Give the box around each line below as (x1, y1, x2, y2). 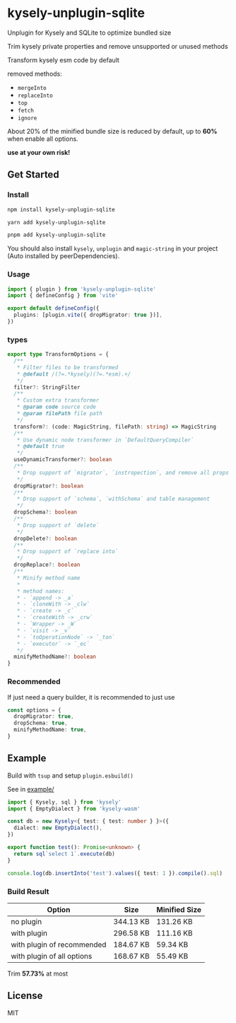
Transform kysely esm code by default (7, 55, 120, 64)
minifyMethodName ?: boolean (13, 653, 97, 661)
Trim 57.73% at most (7, 969, 69, 978)
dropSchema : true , (13, 719, 69, 727)
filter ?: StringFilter (13, 383, 81, 391)
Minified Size (156, 904, 202, 914)
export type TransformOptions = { (7, 351, 110, 358)
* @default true (16, 443, 65, 450)
